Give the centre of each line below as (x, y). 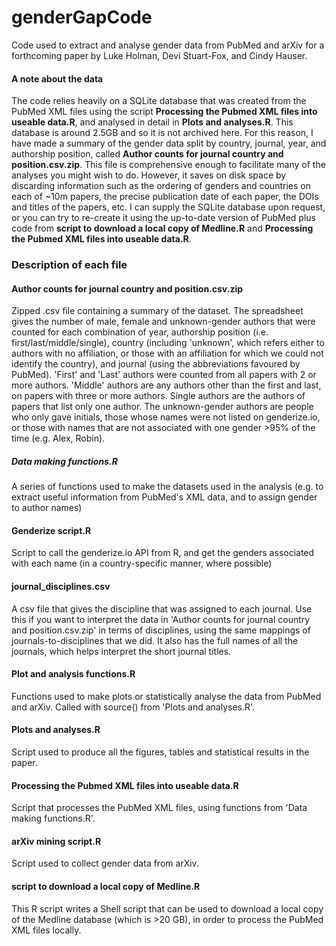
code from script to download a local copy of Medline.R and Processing (162, 228)
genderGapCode (82, 17)
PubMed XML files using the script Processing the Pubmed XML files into (164, 112)
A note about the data (57, 78)
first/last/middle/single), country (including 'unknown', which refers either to (168, 343)
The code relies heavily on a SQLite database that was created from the (159, 101)
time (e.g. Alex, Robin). (58, 438)
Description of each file (69, 265)
